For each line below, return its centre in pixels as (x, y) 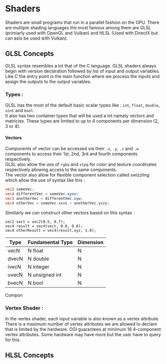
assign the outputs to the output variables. (48, 81)
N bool (36, 283)
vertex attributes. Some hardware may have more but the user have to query (83, 335)
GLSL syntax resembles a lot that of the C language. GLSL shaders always (81, 65)
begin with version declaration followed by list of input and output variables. (83, 71)
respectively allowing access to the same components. (61, 170)
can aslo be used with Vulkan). (37, 38)
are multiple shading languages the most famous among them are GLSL (78, 27)
